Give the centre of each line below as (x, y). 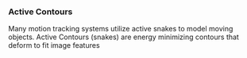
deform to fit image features (54, 45)
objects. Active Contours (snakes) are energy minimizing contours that (124, 37)
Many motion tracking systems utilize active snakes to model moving (121, 29)
